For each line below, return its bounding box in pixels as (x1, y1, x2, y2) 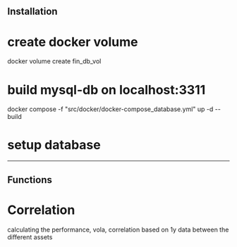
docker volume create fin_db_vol (7, 57, 102, 65)
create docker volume (7, 34, 139, 50)
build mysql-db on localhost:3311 (7, 82, 206, 98)
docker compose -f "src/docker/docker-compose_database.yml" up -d (7, 105, 214, 113)
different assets (7, 232, 53, 241)
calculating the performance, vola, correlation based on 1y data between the (7, 225, 229, 234)
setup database (7, 137, 101, 153)
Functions (7, 174, 53, 186)
